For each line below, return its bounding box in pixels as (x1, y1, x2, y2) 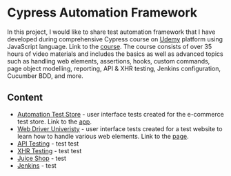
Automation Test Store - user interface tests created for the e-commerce (17, 110, 224, 118)
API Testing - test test (17, 139, 79, 148)
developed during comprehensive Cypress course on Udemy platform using (7, 35, 223, 43)
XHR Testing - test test (17, 146, 82, 155)
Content (7, 92, 43, 104)
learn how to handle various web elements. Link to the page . (17, 132, 189, 140)
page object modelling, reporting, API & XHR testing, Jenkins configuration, (7, 64, 221, 72)
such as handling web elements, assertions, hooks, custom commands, (7, 57, 210, 65)
